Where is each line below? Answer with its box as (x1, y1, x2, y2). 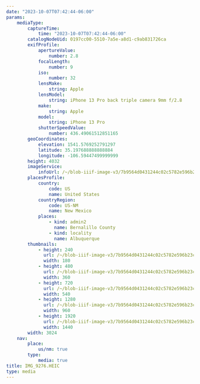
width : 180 (43, 258, 70, 264)
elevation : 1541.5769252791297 (37, 141, 116, 148)
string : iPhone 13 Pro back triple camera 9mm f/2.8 (48, 97, 183, 103)
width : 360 (43, 274, 70, 280)
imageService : (27, 164, 62, 170)
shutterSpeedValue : (37, 125, 86, 131)
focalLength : (37, 58, 70, 64)
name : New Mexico (48, 208, 92, 214)
